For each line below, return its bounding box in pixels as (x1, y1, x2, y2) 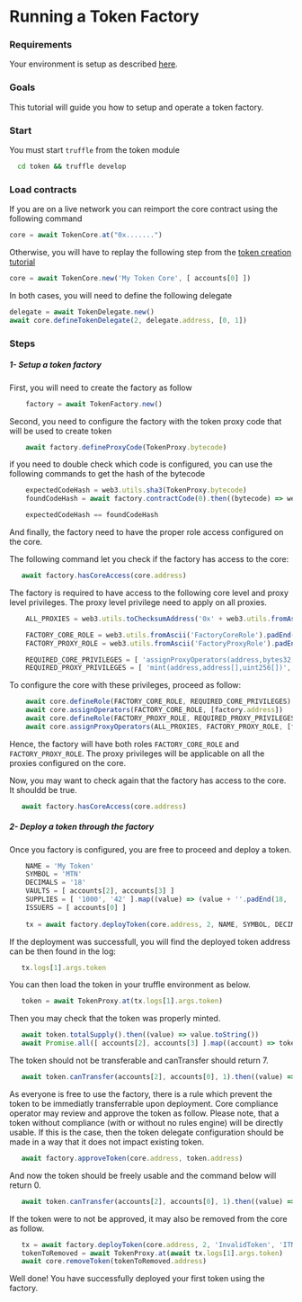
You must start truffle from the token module (9, 145, 180, 156)
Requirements (9, 39, 73, 51)
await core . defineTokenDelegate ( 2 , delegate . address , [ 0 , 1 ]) (9, 316, 247, 325)
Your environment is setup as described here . (9, 58, 178, 69)
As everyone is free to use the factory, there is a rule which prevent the (9, 1088, 272, 1099)
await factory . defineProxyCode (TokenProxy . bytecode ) (25, 442, 227, 451)
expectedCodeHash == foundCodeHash (25, 511, 159, 520)
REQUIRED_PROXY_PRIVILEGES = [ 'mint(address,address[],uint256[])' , (25, 664, 292, 673)
